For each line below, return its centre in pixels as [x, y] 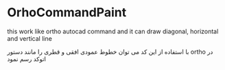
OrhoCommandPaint [67, 13]
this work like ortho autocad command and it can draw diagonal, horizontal [113, 31]
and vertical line [30, 38]
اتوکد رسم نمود [27, 58]
